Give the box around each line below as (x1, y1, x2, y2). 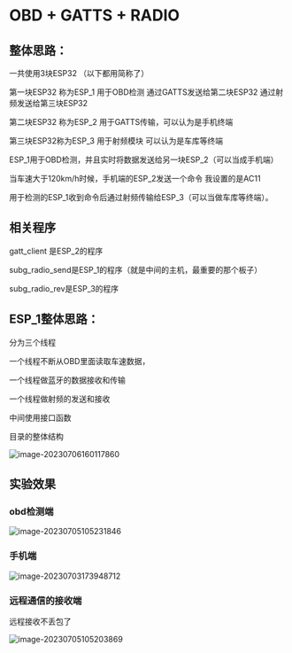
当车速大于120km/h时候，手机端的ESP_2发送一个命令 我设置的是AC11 (9, 174, 261, 183)
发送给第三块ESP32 (16, 98, 88, 108)
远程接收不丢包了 (9, 616, 72, 626)
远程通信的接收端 (9, 595, 82, 607)
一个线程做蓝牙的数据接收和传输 (9, 374, 126, 385)
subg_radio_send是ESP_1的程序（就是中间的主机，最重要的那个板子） (9, 264, 263, 275)
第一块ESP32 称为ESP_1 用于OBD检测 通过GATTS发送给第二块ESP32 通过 (9, 87, 276, 97)
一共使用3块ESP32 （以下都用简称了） (9, 68, 150, 78)
